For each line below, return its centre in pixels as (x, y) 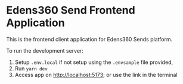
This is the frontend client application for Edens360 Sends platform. (89, 39)
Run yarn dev (31, 68)
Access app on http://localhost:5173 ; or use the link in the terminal (96, 75)
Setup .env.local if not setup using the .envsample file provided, (94, 62)
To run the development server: (45, 50)
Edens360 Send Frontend (71, 10)
